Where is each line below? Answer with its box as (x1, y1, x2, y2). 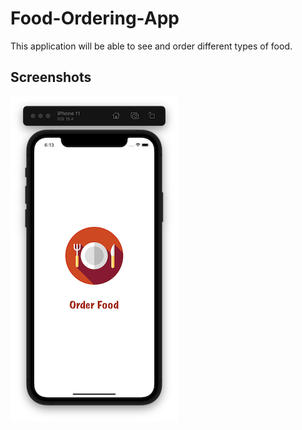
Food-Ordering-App (10, 7, 180, 30)
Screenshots (10, 69, 92, 86)
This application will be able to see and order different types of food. (10, 40, 293, 52)
